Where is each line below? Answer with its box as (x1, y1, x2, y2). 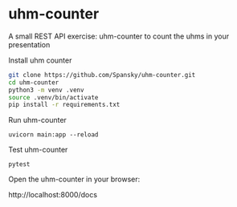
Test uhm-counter (8, 145, 68, 155)
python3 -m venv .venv (8, 86, 84, 94)
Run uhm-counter (8, 116, 67, 125)
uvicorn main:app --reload (8, 131, 99, 139)
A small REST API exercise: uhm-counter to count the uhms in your (8, 31, 230, 41)
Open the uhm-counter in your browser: (8, 174, 141, 185)
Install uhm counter (8, 55, 72, 65)
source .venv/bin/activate (8, 93, 99, 101)
